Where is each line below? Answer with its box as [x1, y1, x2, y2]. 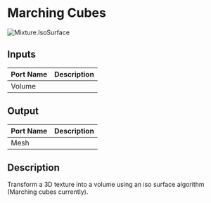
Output [7, 105, 39, 117]
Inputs [7, 48, 37, 60]
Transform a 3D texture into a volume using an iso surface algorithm [7, 181, 205, 189]
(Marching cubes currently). [7, 188, 89, 196]
